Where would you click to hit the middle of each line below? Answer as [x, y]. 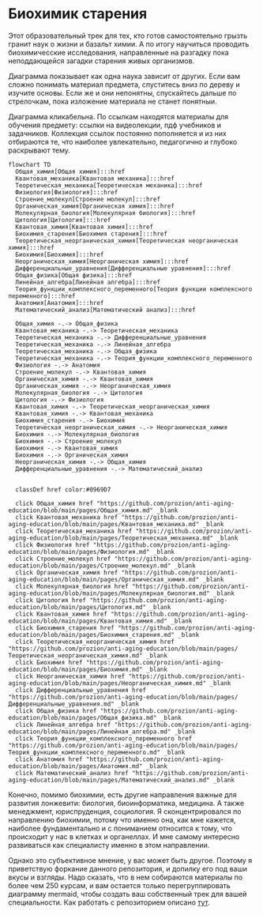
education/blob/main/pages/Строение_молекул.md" [90, 566]
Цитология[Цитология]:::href [63, 220]
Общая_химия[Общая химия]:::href [70, 171]
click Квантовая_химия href [62, 614]
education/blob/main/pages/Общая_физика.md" [83, 717]
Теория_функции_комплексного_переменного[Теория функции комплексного [134, 289]
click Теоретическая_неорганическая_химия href [95, 642]
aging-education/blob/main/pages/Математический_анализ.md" [109, 780]
